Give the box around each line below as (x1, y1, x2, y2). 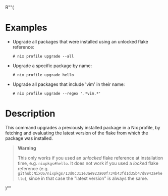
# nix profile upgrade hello (12, 72, 74, 77)
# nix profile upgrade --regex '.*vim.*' (12, 91, 101, 96)
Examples (5, 22, 47, 33)
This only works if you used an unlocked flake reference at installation (17, 155, 163, 161)
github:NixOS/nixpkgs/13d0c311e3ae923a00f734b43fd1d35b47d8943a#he (17, 171, 162, 176)
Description (5, 108, 55, 119)
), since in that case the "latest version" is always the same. (24, 175, 148, 181)
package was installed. (5, 135, 53, 141)
